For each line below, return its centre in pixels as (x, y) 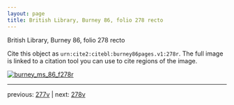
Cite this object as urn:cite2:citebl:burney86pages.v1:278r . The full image (115, 54)
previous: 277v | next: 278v (46, 94)
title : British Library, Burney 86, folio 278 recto (85, 20)
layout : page (26, 14)
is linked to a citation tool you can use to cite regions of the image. (102, 60)
